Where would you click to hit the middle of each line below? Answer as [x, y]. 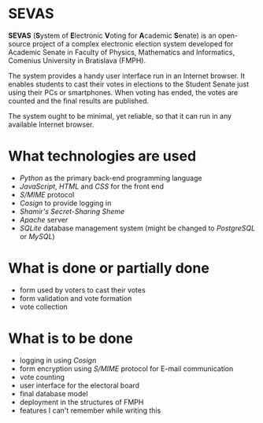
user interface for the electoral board [80, 385]
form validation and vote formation [76, 298]
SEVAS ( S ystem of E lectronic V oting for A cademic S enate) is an [112, 35]
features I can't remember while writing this [90, 410]
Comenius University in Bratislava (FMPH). [77, 61]
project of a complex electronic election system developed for [133, 43]
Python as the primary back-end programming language [111, 178]
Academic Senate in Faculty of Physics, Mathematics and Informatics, [122, 52]
